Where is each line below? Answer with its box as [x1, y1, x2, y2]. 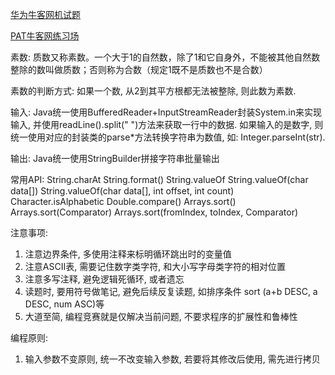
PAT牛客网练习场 [10, 30, 80, 42]
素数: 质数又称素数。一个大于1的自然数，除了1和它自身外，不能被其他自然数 [10, 51, 321, 63]
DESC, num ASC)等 [24, 298, 105, 310]
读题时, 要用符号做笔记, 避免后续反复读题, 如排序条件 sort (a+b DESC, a [24, 286, 318, 297]
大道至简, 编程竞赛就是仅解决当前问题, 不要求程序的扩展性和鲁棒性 [24, 311, 298, 322]
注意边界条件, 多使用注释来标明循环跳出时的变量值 [24, 248, 232, 260]
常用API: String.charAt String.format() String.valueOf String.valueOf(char [10, 174, 309, 185]
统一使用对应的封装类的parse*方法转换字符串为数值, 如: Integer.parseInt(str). [10, 131, 326, 143]
